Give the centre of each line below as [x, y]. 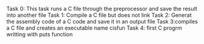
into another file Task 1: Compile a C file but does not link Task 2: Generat [99, 15]
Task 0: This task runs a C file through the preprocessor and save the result [102, 9]
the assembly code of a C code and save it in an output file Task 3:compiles [102, 21]
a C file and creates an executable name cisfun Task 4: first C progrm [94, 28]
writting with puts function [40, 34]
